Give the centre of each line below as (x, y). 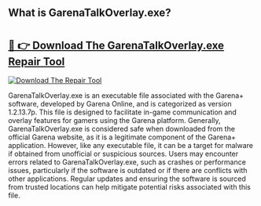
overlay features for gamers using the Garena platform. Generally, (115, 120)
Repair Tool (37, 61)
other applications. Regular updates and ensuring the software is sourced (127, 179)
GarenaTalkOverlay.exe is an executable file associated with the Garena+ (126, 96)
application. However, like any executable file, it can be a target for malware (131, 145)
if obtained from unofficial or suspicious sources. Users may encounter (123, 154)
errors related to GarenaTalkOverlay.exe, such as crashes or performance (127, 162)
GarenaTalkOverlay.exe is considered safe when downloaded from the (122, 129)
